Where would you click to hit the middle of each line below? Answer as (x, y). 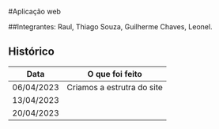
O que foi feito (115, 74)
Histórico (32, 52)
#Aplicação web (35, 11)
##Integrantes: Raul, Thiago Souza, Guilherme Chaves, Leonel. (110, 27)
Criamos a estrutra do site (115, 87)
